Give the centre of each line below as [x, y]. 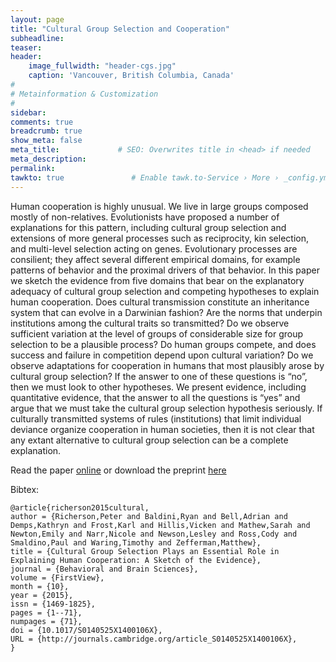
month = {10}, [40, 586]
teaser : [26, 47]
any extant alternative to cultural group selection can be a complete [149, 440]
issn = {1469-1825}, [53, 604]
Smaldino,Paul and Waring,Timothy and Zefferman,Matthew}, [136, 542]
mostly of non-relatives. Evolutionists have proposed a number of [145, 217]
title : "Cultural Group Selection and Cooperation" [120, 29]
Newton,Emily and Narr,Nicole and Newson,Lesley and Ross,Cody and [154, 534]
